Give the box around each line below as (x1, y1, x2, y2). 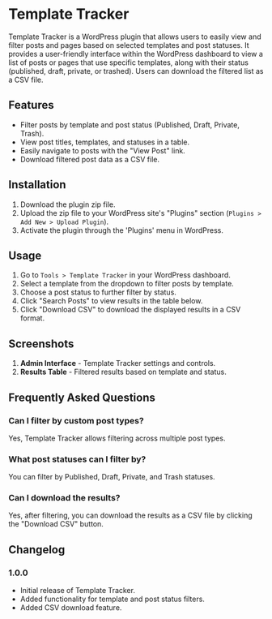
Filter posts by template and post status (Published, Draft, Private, (19, 119, 240, 130)
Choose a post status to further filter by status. (19, 287, 176, 297)
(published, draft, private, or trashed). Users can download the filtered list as (8, 66, 264, 75)
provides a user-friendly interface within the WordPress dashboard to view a (8, 49, 263, 58)
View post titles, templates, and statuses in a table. (19, 137, 190, 147)
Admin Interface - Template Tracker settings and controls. (19, 359, 216, 368)
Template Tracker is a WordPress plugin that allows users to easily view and (8, 32, 261, 41)
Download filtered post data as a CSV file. (19, 154, 160, 164)
